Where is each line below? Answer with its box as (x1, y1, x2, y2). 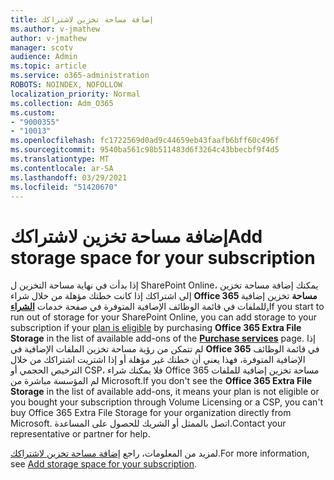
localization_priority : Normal (10, 89, 141, 99)
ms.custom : (10, 107, 56, 118)
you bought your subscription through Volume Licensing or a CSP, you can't (10, 396, 324, 408)
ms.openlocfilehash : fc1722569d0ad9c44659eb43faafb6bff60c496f (10, 136, 280, 146)
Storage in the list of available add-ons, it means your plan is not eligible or (10, 386, 320, 398)
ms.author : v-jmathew (10, 24, 101, 34)
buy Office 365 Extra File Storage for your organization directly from (10, 407, 292, 419)
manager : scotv (10, 42, 74, 53)
